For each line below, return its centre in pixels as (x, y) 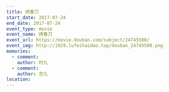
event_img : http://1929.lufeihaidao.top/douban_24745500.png (85, 46)
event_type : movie (29, 29)
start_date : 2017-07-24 (36, 18)
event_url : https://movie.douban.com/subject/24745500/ (78, 40)
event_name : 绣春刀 (29, 34)
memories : (19, 51)
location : (19, 79)
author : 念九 (33, 74)
